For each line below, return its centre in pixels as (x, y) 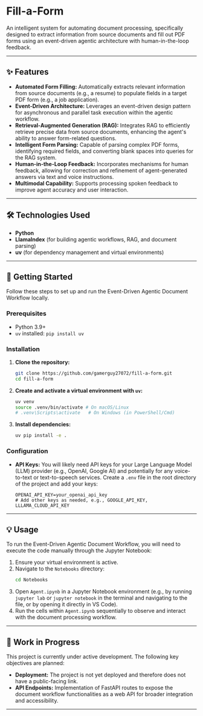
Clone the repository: (42, 362)
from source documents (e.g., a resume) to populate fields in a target (101, 93)
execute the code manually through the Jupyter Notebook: (79, 550)
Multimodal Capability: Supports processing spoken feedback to (96, 183)
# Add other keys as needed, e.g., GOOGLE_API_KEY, (81, 500)
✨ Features (27, 72)
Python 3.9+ (31, 327)
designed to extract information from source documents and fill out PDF (96, 34)
